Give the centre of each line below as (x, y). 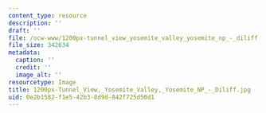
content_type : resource (48, 16)
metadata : (25, 53)
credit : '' (33, 68)
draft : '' (25, 30)
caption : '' (35, 60)
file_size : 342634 (39, 45)
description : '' (35, 23)
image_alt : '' (39, 75)
